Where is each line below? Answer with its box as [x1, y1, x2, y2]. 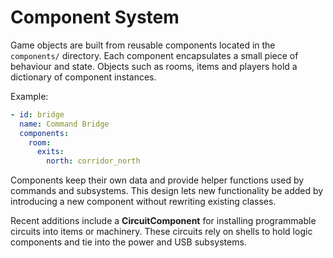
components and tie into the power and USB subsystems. [10, 236, 247, 248]
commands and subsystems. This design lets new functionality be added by [10, 185, 324, 197]
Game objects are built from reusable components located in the [10, 39, 276, 51]
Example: [10, 90, 49, 102]
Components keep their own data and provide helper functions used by [10, 174, 305, 186]
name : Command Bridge [19, 119, 110, 129]
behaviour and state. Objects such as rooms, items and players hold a [10, 60, 298, 72]
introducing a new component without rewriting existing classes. [10, 196, 277, 208]
